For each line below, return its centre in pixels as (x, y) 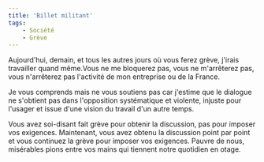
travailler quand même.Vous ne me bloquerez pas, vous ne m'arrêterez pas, (131, 69)
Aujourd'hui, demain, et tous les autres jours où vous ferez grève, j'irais (124, 60)
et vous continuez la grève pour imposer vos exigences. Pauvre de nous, (126, 141)
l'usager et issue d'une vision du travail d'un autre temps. (101, 109)
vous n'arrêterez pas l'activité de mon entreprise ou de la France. (114, 77)
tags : (17, 23)
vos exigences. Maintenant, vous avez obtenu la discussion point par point (129, 133)
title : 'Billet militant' (50, 15)
